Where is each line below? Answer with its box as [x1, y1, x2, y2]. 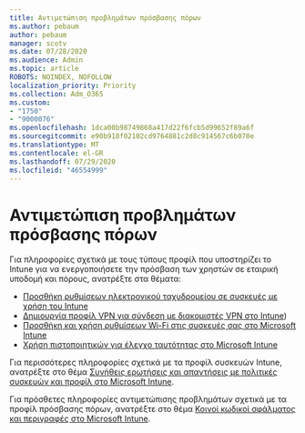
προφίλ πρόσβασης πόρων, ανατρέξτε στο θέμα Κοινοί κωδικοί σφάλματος [9, 404, 296, 415]
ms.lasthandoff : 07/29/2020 [9, 156, 117, 166]
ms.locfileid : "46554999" [9, 166, 107, 175]
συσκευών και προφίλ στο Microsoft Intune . [9, 377, 175, 388]
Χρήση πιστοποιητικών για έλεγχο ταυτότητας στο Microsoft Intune [22, 339, 278, 350]
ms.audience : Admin [9, 55, 84, 65]
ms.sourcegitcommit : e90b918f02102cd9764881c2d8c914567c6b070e [9, 132, 255, 141]
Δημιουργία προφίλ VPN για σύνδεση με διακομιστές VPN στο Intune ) [22, 310, 288, 321]
